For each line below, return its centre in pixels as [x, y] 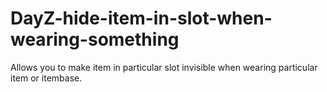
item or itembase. [46, 78]
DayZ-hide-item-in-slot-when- [141, 18]
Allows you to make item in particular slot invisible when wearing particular [164, 67]
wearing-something [95, 39]
